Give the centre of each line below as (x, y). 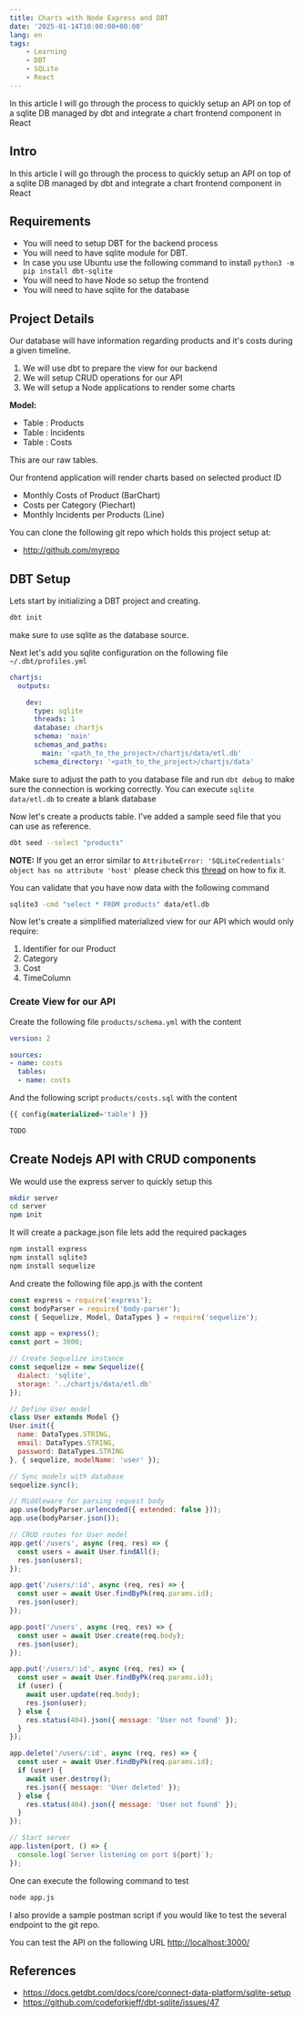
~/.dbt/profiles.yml (49, 661)
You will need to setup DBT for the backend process (120, 244)
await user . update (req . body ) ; (83, 1695)
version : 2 (30, 1038)
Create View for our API (63, 1002)
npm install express (49, 1249)
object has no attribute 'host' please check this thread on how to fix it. (148, 870)
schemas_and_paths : (70, 745)
